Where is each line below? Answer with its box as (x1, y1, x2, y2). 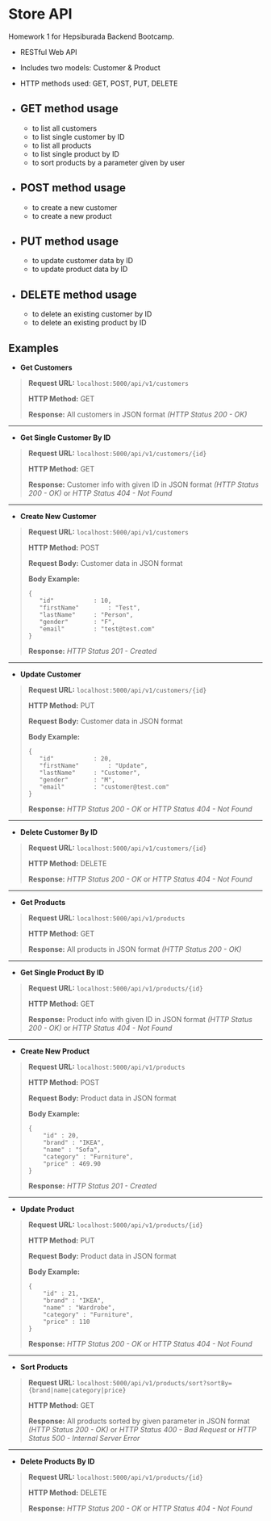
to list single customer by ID (31, 132, 125, 141)
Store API (8, 5, 73, 23)
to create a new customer (31, 203, 118, 212)
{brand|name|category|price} (27, 1386, 127, 1394)
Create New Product (19, 1046, 90, 1056)
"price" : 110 (43, 1318, 90, 1326)
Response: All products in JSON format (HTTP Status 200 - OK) (27, 945, 242, 953)
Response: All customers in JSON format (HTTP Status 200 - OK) (27, 409, 248, 419)
